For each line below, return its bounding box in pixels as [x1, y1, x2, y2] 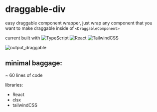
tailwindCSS [12, 102, 37, 108]
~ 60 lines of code [5, 72, 43, 78]
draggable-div [5, 3, 66, 15]
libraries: [5, 82, 23, 88]
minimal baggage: [5, 59, 62, 68]
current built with [5, 35, 40, 41]
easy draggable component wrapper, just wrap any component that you [5, 20, 153, 26]
